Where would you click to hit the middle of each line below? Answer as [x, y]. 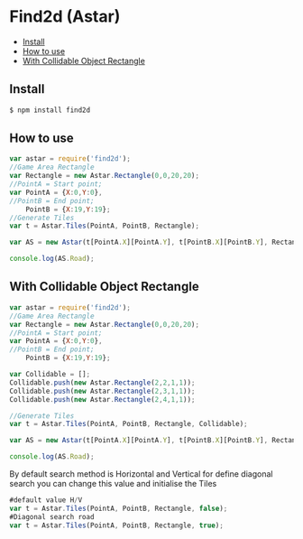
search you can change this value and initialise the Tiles [113, 483]
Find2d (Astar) [65, 17]
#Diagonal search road [52, 516]
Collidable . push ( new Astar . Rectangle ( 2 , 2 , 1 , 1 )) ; [102, 382]
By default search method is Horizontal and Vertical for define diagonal [141, 474]
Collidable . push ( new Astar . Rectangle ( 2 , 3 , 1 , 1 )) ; [102, 391]
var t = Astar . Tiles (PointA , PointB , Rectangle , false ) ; [119, 508]
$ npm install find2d [50, 110]
